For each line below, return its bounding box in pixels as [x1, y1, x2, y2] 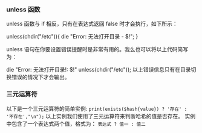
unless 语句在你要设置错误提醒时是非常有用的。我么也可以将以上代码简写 [6, 46, 189, 53]
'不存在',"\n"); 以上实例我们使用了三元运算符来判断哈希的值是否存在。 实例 [6, 113, 195, 120]
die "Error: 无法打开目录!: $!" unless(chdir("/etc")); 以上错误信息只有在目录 [6, 66, 191, 73]
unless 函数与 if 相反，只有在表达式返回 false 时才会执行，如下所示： [6, 20, 178, 28]
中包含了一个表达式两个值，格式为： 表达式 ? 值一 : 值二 [6, 120, 146, 127]
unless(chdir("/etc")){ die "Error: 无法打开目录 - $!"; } [6, 33, 138, 40]
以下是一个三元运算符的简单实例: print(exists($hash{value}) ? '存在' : [6, 105, 187, 112]
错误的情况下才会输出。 [11, 73, 70, 81]
